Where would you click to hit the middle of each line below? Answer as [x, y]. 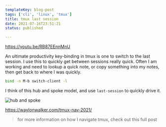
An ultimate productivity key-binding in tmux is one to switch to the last [78, 56]
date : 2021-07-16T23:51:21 [33, 24]
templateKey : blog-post [30, 10]
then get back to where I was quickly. [43, 72]
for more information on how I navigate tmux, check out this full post [87, 119]
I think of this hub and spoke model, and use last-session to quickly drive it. [83, 91]
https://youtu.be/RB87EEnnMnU [38, 47]
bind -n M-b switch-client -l [36, 81]
